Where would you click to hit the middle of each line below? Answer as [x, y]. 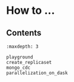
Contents [24, 33]
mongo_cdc [18, 68]
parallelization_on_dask [37, 73]
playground [20, 57]
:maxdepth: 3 [22, 46]
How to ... [30, 11]
